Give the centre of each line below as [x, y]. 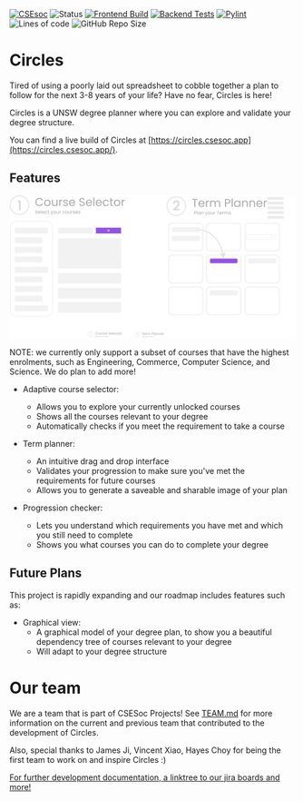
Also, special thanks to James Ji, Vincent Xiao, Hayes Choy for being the [145, 750]
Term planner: [49, 443]
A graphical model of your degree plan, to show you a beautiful [154, 632]
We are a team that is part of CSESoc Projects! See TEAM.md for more [141, 713]
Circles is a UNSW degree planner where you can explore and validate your [151, 113]
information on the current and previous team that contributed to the [137, 723]
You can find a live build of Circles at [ [80, 140]
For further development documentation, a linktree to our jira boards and [145, 777]
